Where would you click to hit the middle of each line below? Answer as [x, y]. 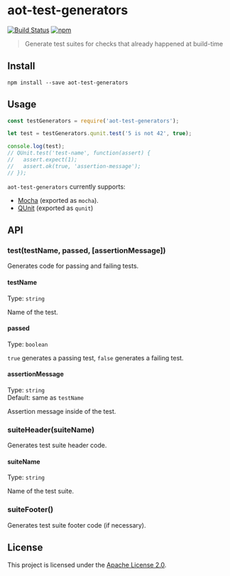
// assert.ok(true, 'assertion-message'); [74, 166]
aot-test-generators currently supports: [66, 187]
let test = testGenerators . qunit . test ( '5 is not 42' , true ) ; [100, 134]
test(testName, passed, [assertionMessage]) [87, 250]
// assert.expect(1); [43, 160]
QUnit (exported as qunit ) [55, 208]
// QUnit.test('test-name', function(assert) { [79, 153]
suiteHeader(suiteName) [51, 429]
